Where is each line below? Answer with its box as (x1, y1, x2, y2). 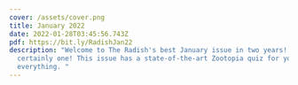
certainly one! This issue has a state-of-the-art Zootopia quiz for (17, 54, 279, 63)
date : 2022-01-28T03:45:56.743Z (9, 29, 129, 38)
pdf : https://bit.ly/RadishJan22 (9, 37, 133, 47)
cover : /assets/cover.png (9, 12, 105, 22)
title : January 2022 (9, 21, 86, 30)
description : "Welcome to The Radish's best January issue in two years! (9, 46, 288, 55)
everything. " (17, 63, 69, 72)
